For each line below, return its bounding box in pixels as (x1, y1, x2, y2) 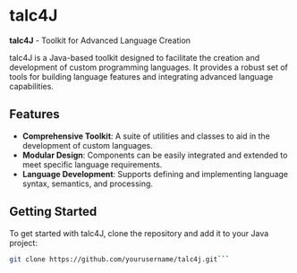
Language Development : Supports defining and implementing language (21, 168, 289, 179)
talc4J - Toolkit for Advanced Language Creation (9, 35, 191, 46)
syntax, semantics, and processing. (21, 178, 154, 189)
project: (9, 237, 38, 248)
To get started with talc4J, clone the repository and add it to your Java (9, 227, 269, 238)
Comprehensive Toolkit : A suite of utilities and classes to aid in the (21, 131, 271, 141)
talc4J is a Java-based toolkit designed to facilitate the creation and (9, 52, 260, 63)
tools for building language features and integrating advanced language (9, 71, 274, 81)
